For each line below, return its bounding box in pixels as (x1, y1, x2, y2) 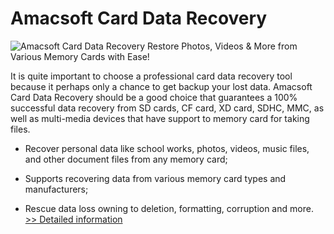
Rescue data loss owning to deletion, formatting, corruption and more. (24, 202, 314, 214)
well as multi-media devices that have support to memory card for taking (10, 112, 310, 124)
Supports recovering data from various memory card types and (24, 172, 287, 184)
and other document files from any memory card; (24, 153, 228, 165)
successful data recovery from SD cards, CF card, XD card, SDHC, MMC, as (10, 102, 325, 114)
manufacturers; (24, 183, 89, 195)
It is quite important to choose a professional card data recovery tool (10, 70, 293, 82)
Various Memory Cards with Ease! (10, 50, 150, 62)
